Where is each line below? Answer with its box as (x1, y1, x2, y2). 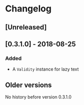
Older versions (5, 80, 52, 89)
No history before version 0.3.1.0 (5, 94, 72, 100)
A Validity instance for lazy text (12, 66, 79, 72)
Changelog (5, 3, 52, 14)
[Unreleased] (5, 23, 47, 31)
